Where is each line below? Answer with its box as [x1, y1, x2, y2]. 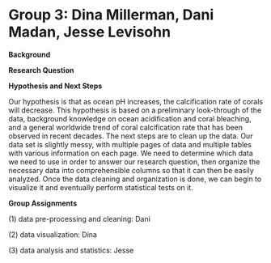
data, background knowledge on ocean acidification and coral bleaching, [8, 113, 252, 123]
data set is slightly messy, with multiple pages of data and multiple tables [8, 139, 252, 149]
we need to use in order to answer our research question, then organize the [8, 156, 260, 167]
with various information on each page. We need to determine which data [8, 148, 253, 158]
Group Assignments [8, 198, 78, 208]
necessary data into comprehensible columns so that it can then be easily [8, 165, 254, 175]
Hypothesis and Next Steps [8, 81, 103, 91]
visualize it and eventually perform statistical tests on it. [8, 182, 194, 192]
